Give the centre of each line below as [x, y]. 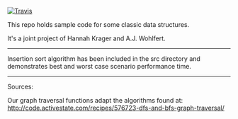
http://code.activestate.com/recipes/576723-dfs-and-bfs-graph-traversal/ [116, 108]
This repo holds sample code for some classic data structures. [98, 24]
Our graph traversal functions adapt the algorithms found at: [95, 100]
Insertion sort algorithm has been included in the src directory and [104, 59]
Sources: [21, 86]
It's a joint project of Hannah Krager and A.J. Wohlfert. [86, 38]
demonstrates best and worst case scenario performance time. [99, 66]
